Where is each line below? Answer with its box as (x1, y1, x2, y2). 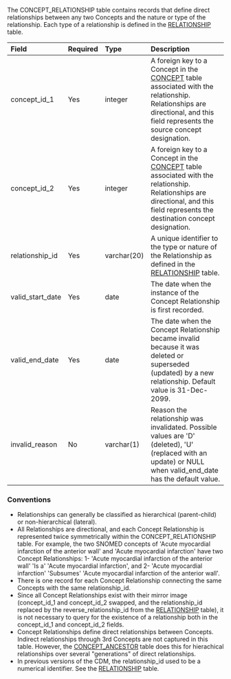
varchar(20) (104, 251, 144, 260)
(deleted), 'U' (150, 440, 194, 449)
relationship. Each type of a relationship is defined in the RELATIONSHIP (7, 21, 212, 28)
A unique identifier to (150, 234, 219, 243)
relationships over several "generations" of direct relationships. (16, 650, 196, 658)
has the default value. (150, 474, 221, 484)
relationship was (150, 414, 204, 423)
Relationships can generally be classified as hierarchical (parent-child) (16, 511, 217, 519)
